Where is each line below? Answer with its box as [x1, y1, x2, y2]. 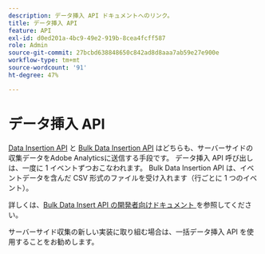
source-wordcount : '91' [8, 64, 88, 72]
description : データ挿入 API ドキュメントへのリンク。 [8, 11, 174, 20]
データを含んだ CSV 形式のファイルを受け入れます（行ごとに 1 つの [22, 173, 243, 182]
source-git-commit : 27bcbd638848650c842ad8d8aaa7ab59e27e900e [8, 49, 220, 57]
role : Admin [8, 42, 48, 50]
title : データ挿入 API [8, 19, 78, 27]
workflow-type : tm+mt [8, 57, 81, 65]
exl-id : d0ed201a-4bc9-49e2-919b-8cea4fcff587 [8, 34, 166, 42]
